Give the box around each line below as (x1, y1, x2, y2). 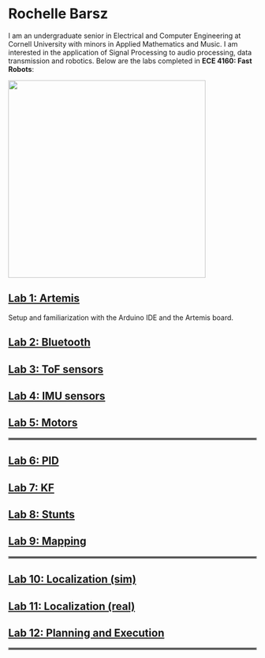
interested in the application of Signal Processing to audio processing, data (8, 47, 252, 57)
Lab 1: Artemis (8, 291, 80, 305)
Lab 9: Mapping (8, 535, 87, 548)
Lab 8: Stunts (8, 507, 75, 521)
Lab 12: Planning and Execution (8, 626, 165, 640)
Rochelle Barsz (8, 5, 109, 23)
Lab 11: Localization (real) (8, 600, 136, 613)
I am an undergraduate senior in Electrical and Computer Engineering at (8, 31, 241, 40)
